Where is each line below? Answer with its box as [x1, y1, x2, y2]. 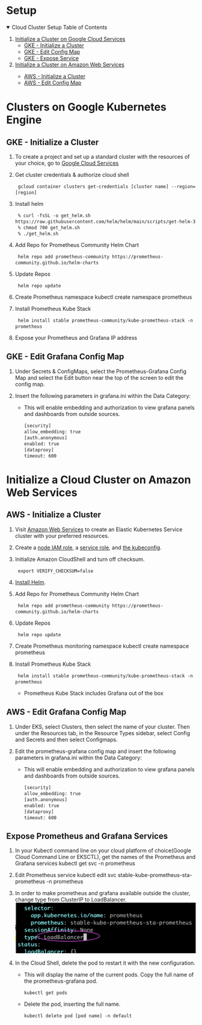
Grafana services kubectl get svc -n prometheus [14, 860, 135, 867]
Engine [6, 113, 42, 127]
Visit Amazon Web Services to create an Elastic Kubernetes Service [14, 526, 183, 533]
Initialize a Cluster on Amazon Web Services [14, 61, 125, 68]
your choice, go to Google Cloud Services [14, 159, 119, 167]
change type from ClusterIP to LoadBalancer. [14, 896, 127, 903]
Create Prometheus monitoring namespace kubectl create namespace [14, 642, 189, 650]
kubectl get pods [23, 990, 68, 996]
